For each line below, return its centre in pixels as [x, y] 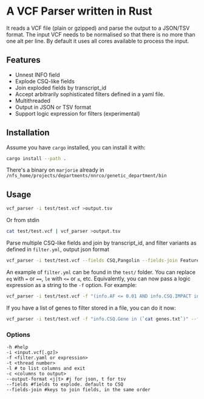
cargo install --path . [36, 158]
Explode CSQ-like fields [45, 81]
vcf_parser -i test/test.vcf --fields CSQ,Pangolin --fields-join [92, 260]
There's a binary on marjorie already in [55, 170]
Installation [28, 133]
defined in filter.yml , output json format [58, 249]
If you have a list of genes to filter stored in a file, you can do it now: [91, 308]
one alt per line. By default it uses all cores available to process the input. [98, 41]
